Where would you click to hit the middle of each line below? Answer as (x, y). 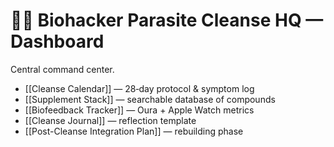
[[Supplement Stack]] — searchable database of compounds (150, 99)
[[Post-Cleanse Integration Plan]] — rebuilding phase (134, 131)
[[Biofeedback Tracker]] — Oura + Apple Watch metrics (139, 110)
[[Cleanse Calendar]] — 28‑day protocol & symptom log (139, 88)
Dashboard (57, 41)
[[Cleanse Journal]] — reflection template (110, 120)
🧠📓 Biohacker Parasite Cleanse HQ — (167, 20)
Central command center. (62, 69)
